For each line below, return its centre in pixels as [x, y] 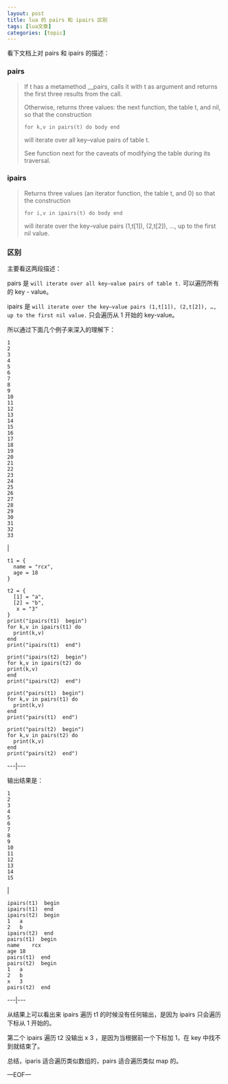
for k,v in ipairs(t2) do [44, 663]
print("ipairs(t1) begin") [47, 621]
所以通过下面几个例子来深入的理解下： [61, 330]
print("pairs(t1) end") [43, 718]
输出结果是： [25, 780]
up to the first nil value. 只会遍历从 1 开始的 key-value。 [93, 315]
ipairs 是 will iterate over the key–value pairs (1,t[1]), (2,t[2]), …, [112, 306]
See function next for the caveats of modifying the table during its [117, 153]
